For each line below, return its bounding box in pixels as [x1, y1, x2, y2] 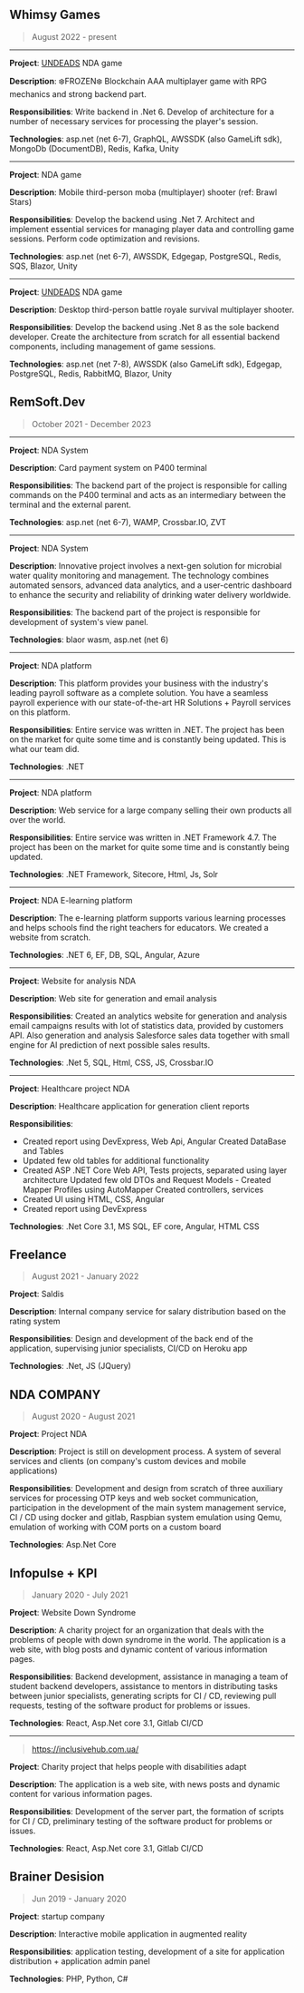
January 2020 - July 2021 [31, 1589, 128, 1600]
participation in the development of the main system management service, [9, 1502, 287, 1513]
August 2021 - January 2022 [31, 1271, 139, 1282]
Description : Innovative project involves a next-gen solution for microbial [9, 560, 282, 571]
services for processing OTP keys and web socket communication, [9, 1492, 259, 1504]
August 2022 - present [31, 31, 118, 42]
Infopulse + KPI [9, 1565, 98, 1581]
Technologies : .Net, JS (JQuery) [9, 1361, 131, 1372]
